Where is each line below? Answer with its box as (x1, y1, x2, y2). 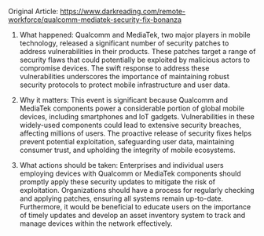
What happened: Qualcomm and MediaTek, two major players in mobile (19, 31, 251, 39)
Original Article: (8, 7, 59, 16)
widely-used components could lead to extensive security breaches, (19, 121, 242, 129)
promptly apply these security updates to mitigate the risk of (19, 177, 216, 187)
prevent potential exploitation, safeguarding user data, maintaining (19, 137, 235, 146)
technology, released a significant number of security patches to (19, 38, 229, 48)
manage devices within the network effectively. (19, 219, 173, 228)
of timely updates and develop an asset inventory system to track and (19, 211, 246, 220)
